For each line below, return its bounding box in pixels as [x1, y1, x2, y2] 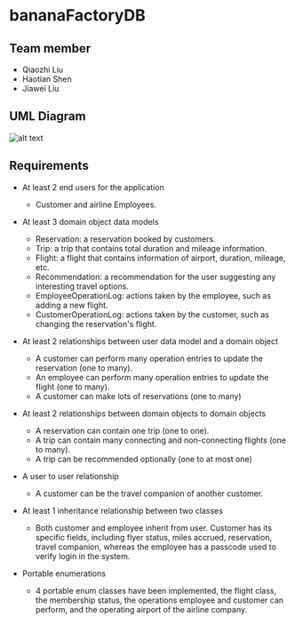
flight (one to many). [35, 381, 110, 392]
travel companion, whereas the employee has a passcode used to [35, 541, 277, 552]
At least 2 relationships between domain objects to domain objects [21, 408, 267, 419]
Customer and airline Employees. [35, 199, 157, 210]
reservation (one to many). [35, 362, 133, 373]
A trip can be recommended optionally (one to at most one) [35, 453, 253, 464]
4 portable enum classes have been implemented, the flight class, [35, 585, 277, 596]
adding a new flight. [35, 300, 108, 310]
